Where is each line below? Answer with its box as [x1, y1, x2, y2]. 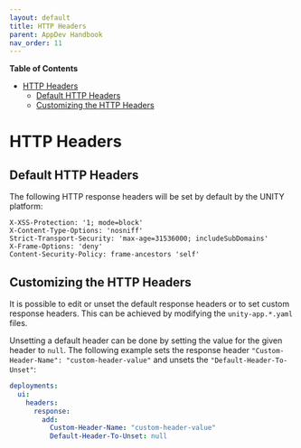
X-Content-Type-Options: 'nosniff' [9, 227, 144, 236]
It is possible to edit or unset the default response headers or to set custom [9, 299, 290, 310]
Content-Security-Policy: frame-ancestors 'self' [9, 250, 201, 259]
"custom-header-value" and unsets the [66, 354, 210, 366]
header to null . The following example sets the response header [9, 345, 250, 356]
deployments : [9, 381, 59, 391]
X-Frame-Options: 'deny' [9, 242, 103, 251]
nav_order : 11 [9, 38, 63, 48]
